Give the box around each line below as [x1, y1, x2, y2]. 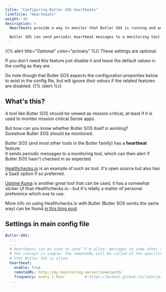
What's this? [5, 97, 45, 106]
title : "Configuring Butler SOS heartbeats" [5, 7, 98, 12]
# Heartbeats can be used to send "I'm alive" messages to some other [9, 247, 158, 252]
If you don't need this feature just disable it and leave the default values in [5, 58, 156, 63]
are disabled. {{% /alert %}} [5, 83, 62, 89]
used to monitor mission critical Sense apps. [5, 116, 95, 122]
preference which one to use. [5, 191, 65, 197]
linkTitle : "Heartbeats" [5, 12, 56, 17]
